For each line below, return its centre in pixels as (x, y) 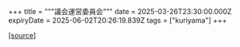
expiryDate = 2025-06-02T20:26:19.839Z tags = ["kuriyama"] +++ (118, 20)
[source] (22, 35)
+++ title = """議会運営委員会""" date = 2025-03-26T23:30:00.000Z (120, 11)
